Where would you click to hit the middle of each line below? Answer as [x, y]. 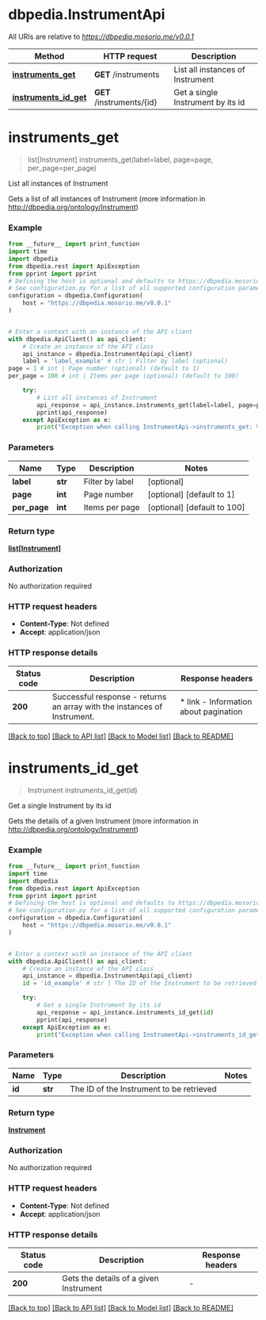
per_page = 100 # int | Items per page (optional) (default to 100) [123, 376]
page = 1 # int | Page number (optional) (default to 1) [104, 369]
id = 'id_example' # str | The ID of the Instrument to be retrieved [140, 984]
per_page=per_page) [62, 167]
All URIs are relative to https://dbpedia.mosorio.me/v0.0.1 [101, 36]
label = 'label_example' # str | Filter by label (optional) [125, 361]
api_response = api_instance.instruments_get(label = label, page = [147, 405]
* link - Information [216, 701]
